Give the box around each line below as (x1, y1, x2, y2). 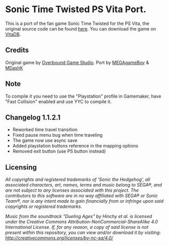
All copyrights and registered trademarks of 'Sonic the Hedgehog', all (5, 176, 150, 182)
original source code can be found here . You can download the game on (5, 25, 156, 32)
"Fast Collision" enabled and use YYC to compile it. (5, 98, 112, 105)
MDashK (5, 65, 23, 71)
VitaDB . (5, 31, 21, 37)
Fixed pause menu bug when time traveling (12, 132, 103, 138)
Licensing (5, 163, 37, 171)
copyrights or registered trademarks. (5, 203, 82, 209)
